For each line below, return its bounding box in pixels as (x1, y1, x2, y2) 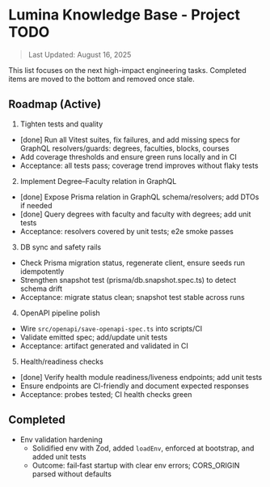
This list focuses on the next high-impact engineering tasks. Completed (8, 65, 247, 75)
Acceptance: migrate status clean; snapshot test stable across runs (19, 292, 245, 301)
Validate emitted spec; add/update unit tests (19, 332, 168, 342)
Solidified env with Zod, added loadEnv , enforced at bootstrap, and (32, 443, 255, 453)
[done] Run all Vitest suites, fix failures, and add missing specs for (19, 135, 241, 144)
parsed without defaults (32, 468, 112, 479)
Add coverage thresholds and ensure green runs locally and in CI (19, 152, 237, 161)
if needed (19, 200, 53, 210)
